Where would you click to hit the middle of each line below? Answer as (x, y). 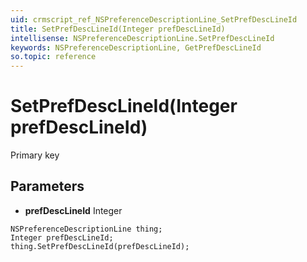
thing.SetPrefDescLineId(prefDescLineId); (100, 246)
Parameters (47, 186)
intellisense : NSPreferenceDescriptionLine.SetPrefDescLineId (142, 38)
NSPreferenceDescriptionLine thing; (86, 229)
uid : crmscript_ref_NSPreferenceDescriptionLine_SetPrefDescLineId (154, 19)
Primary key (35, 155)
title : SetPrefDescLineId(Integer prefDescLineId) (118, 29)
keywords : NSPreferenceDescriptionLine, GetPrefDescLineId (136, 47)
